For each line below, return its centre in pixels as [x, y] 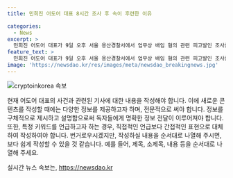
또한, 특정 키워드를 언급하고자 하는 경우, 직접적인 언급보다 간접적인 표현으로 [109, 127]
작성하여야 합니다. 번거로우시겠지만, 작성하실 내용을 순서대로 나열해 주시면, [121, 135]
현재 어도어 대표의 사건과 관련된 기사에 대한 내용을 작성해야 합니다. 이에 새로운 [113, 100]
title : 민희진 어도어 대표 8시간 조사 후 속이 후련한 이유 [80, 14]
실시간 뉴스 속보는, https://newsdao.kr [60, 167]
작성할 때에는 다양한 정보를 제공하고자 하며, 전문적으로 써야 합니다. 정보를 [124, 109]
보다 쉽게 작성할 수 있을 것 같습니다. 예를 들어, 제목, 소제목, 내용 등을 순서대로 [111, 144]
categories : [24, 26]
